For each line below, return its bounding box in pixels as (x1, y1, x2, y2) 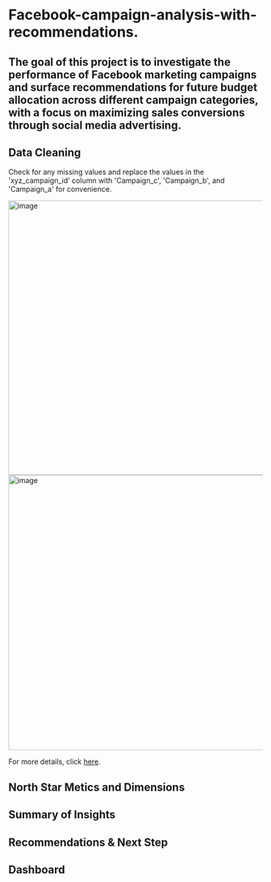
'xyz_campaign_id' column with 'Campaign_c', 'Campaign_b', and (8, 176, 225, 185)
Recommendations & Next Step (8, 835, 168, 849)
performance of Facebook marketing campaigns (8, 67, 257, 82)
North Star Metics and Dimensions (8, 780, 186, 794)
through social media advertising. (8, 118, 181, 132)
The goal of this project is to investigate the (8, 55, 231, 69)
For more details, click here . (8, 757, 101, 766)
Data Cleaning (8, 146, 81, 159)
